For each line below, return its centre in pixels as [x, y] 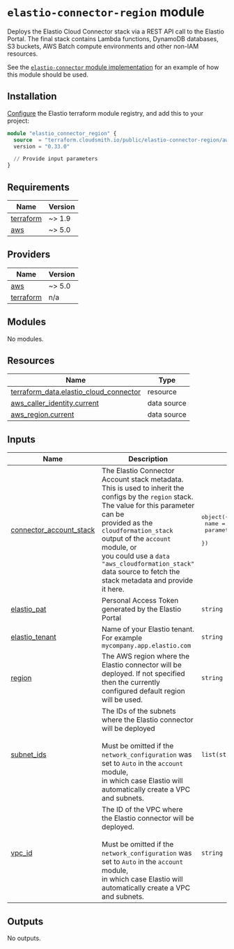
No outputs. [24, 938]
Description [148, 459]
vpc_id [22, 853]
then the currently [131, 682]
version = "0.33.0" [42, 146]
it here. [113, 589]
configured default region [144, 691]
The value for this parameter [148, 506]
